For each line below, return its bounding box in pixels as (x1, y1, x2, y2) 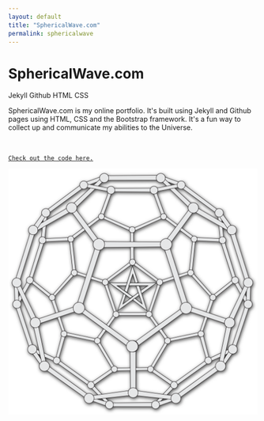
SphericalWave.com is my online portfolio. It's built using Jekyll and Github (8, 106, 251, 116)
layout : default (8, 13, 62, 21)
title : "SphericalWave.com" (8, 21, 101, 29)
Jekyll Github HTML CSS (8, 91, 89, 101)
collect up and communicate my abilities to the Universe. (8, 123, 194, 132)
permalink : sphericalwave (8, 29, 93, 37)
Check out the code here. (8, 154, 93, 162)
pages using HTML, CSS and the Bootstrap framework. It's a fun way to (8, 115, 241, 124)
